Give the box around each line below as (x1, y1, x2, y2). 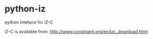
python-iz (4, 3, 46, 14)
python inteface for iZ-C (4, 19, 53, 25)
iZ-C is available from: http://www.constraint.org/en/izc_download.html (4, 28, 148, 34)
